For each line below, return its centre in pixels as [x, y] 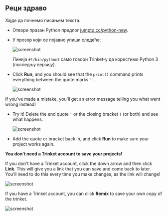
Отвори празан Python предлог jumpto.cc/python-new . [70, 30]
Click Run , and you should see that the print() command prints [78, 74]
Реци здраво [26, 8]
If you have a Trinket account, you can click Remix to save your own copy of [83, 193]
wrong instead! [20, 104]
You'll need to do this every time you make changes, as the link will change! [83, 174]
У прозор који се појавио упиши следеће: [57, 40]
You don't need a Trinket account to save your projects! [64, 154]
